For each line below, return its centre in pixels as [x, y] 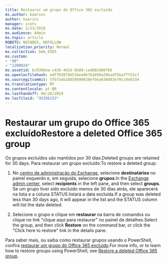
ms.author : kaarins [25, 14]
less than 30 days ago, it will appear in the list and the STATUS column [85, 199]
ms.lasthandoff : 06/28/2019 [34, 93]
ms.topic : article [24, 38]
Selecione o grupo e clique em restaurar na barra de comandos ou [81, 214]
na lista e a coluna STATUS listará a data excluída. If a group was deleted [86, 194]
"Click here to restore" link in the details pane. [60, 230]
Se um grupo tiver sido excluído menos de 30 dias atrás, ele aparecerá [85, 189]
